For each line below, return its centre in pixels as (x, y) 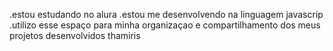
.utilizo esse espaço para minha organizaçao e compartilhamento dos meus (165, 25)
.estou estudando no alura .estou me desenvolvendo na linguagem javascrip (166, 14)
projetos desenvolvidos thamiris (75, 35)
